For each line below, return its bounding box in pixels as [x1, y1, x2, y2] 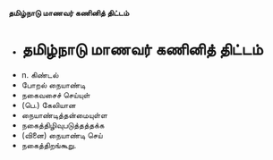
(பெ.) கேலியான [21, 99, 77, 110]
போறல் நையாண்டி [21, 80, 86, 90]
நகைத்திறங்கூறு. [21, 139, 77, 150]
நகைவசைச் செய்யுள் [21, 89, 90, 100]
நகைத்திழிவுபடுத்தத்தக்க [21, 120, 105, 131]
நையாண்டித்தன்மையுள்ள [21, 109, 108, 120]
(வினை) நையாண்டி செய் [21, 130, 103, 140]
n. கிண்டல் [21, 69, 59, 80]
